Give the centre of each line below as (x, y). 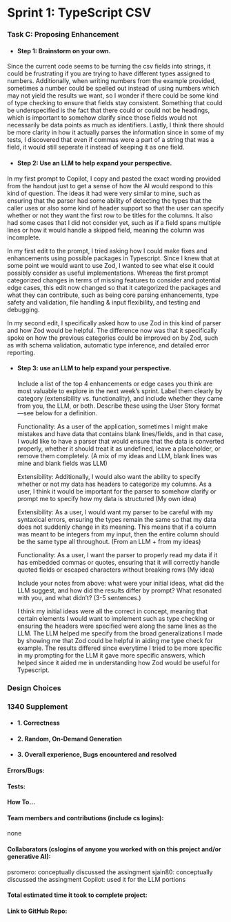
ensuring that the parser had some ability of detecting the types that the (110, 200)
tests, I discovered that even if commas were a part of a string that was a (111, 140)
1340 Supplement (38, 706)
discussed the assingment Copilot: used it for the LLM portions (97, 879)
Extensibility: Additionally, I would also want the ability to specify (109, 476)
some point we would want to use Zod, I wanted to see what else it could (111, 265)
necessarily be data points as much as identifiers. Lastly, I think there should (115, 125)
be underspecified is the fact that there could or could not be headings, (109, 110)
